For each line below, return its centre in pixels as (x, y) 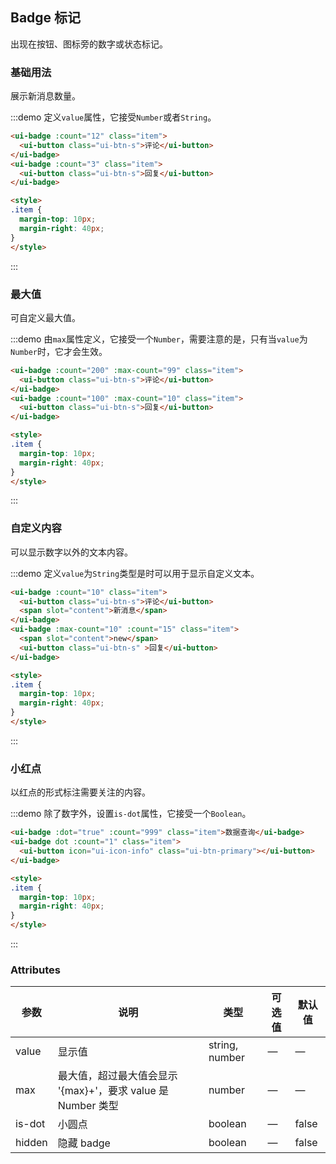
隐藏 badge (84, 1143)
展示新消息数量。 (45, 96)
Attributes (35, 970)
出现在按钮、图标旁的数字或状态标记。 (89, 44)
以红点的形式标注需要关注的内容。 (80, 792)
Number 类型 (88, 1106)
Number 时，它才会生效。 (59, 351)
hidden (31, 1143)
